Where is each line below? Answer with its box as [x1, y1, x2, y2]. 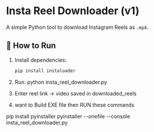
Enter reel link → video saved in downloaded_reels [14, 90, 137, 97]
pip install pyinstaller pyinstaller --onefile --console [6, 113, 130, 120]
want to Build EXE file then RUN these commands [14, 101, 135, 108]
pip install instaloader [14, 68, 76, 74]
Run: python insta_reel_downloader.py [14, 78, 108, 85]
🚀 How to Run [6, 41, 56, 51]
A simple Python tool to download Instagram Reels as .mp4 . [6, 24, 149, 31]
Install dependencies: [14, 56, 67, 63]
